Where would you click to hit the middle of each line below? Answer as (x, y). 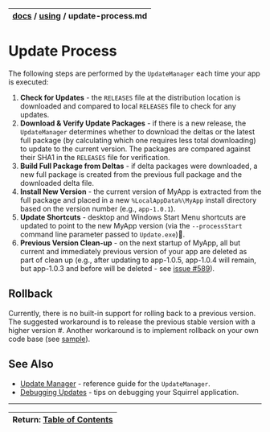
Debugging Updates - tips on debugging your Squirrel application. (129, 392)
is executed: (29, 82)
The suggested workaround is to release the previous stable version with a (132, 322)
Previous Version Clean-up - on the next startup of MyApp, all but (130, 243)
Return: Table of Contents (63, 419)
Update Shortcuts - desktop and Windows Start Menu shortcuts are (133, 217)
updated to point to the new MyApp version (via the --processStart (131, 225)
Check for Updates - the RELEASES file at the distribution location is (130, 97)
